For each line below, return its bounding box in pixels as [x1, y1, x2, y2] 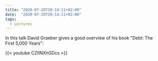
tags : [5, 16, 16, 21]
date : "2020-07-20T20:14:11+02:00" [5, 12, 81, 17]
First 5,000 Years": [5, 40, 44, 46]
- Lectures [9, 21, 32, 26]
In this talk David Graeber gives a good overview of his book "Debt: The [5, 35, 153, 41]
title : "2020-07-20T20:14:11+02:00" [5, 7, 81, 12]
